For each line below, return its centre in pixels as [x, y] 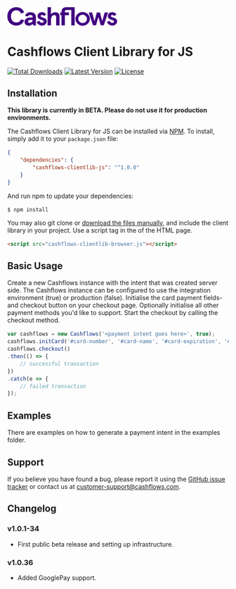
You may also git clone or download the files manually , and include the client [118, 223]
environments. [29, 118]
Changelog [32, 509]
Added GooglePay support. [57, 578]
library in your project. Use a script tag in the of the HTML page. [100, 230]
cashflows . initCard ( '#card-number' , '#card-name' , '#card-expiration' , [114, 342]
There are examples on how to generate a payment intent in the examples [114, 433]
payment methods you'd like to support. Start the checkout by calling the [113, 313]
